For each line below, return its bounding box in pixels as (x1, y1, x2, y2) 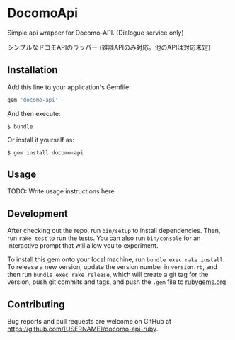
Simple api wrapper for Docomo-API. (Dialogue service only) (7, 28, 184, 37)
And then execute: (7, 109, 61, 118)
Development (7, 208, 69, 220)
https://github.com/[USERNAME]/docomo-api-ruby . (7, 324, 159, 334)
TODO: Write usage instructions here (7, 187, 115, 195)
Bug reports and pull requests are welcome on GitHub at (7, 317, 172, 326)
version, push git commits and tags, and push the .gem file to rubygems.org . (7, 278, 229, 286)
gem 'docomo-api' (7, 96, 59, 103)
